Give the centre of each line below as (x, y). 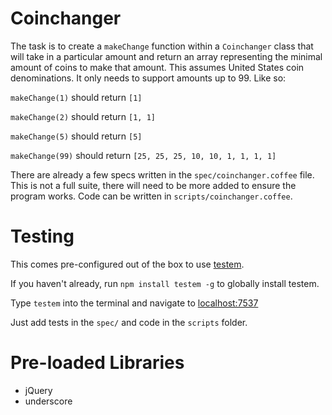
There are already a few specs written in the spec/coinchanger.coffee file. (162, 174)
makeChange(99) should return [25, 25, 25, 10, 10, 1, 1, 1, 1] (143, 155)
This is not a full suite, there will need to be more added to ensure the (153, 185)
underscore (48, 401)
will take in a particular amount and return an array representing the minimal (166, 56)
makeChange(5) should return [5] (76, 136)
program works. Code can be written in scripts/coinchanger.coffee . (151, 196)
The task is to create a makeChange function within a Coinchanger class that (162, 46)
